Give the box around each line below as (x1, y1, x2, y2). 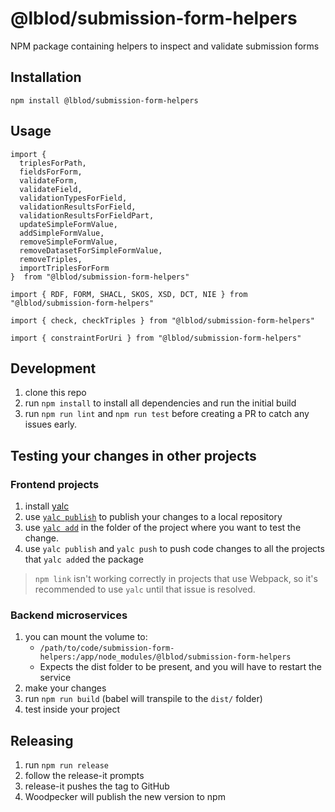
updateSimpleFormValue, (19, 219, 118, 229)
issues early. (24, 418, 78, 431)
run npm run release (24, 759, 109, 771)
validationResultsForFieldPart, (19, 210, 155, 221)
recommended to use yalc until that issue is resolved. (34, 583, 256, 596)
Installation (10, 69, 82, 86)
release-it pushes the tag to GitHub (24, 780, 170, 792)
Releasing (10, 732, 74, 749)
